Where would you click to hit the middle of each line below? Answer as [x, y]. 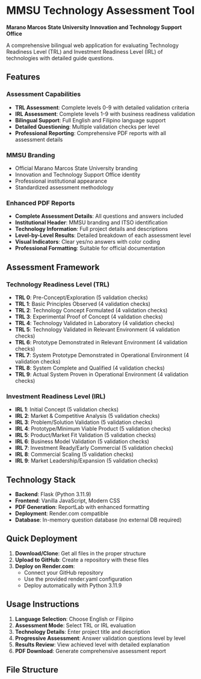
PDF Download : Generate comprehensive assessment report [91, 651]
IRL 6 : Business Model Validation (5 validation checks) [82, 441]
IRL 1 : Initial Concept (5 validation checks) [67, 409]
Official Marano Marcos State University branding [76, 168]
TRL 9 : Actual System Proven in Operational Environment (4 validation [101, 374]
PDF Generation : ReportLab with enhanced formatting [82, 507]
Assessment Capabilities [44, 94]
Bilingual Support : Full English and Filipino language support [90, 120]
